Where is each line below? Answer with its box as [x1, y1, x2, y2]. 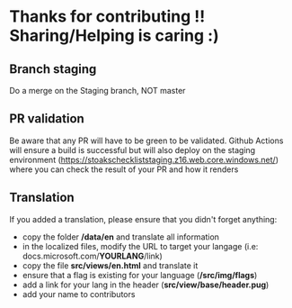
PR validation [9, 111, 85, 127]
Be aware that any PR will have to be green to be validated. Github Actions [9, 135, 284, 146]
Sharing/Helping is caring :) [9, 25, 219, 46]
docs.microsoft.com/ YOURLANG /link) [22, 250, 164, 261]
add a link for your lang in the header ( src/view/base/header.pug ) [22, 279, 270, 290]
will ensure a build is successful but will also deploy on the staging [9, 144, 256, 155]
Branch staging [9, 61, 97, 77]
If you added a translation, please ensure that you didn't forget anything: [9, 213, 278, 224]
